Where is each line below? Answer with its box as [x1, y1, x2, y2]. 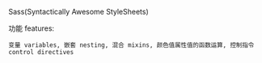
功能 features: [8, 23, 55, 33]
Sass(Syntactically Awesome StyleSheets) [8, 7, 150, 16]
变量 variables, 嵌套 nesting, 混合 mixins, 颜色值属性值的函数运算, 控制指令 [8, 41, 255, 49]
